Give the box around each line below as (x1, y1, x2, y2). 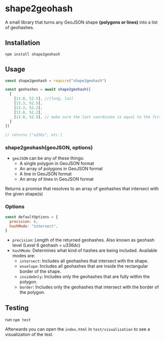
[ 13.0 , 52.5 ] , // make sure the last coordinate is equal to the (14, 114, 151, 120)
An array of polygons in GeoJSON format (19, 166, 103, 172)
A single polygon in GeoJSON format (19, 160, 94, 166)
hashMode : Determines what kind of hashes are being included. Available (12, 248, 158, 253)
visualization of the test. (5, 332, 54, 338)
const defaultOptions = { (5, 215, 58, 219)
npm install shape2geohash (5, 52, 60, 57)
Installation (5, 39, 40, 47)
